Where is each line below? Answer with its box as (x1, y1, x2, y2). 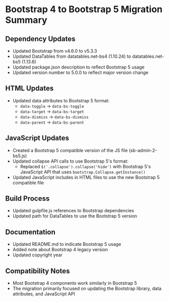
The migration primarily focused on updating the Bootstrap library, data (12, 285, 161, 292)
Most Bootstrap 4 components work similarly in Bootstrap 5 (12, 280, 137, 286)
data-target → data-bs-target (20, 108, 84, 115)
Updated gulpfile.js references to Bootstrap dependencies (12, 208, 134, 214)
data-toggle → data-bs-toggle (20, 103, 84, 109)
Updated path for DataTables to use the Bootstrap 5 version (12, 213, 138, 219)
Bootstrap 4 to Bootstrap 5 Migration (5, 4, 163, 15)
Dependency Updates (5, 34, 76, 43)
